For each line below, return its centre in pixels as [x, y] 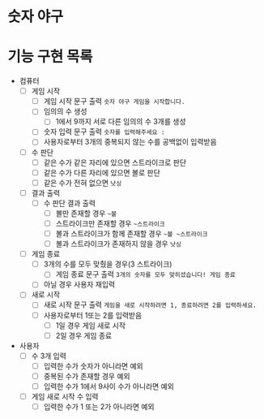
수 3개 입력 [49, 356]
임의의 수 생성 [65, 111]
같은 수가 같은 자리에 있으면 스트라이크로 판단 [115, 162]
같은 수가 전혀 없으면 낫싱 [83, 183]
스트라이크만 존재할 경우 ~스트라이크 [110, 223]
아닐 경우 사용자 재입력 [79, 284]
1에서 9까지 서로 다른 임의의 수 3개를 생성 [121, 122]
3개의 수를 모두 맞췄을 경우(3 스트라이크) [108, 264]
